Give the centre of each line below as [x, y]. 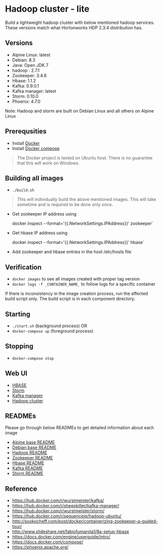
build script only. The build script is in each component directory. [70, 299]
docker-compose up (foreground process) [53, 331]
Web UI [16, 373]
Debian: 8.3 [24, 60]
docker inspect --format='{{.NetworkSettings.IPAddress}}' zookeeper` [82, 223]
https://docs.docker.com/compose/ [48, 542]
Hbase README [28, 463]
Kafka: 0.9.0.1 [26, 86]
